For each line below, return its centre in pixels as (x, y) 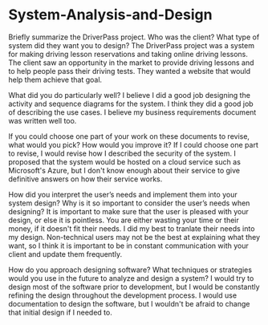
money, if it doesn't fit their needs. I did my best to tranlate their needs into (132, 228)
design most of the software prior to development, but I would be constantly (134, 286)
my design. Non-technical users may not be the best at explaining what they (134, 237)
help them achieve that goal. (55, 79)
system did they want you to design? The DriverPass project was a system (132, 45)
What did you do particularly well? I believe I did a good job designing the (130, 95)
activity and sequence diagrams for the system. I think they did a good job (131, 104)
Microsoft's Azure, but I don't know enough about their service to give (124, 170)
